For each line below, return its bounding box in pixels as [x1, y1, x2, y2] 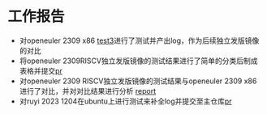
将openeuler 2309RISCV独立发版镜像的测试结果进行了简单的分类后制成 [19, 56, 258, 65]
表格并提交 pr [19, 65, 62, 75]
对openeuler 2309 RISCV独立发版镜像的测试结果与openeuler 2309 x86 [19, 76, 257, 86]
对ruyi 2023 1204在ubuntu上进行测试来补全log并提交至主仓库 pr [19, 96, 232, 106]
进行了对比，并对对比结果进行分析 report [19, 86, 156, 95]
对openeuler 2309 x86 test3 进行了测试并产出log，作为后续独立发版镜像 [19, 36, 260, 45]
